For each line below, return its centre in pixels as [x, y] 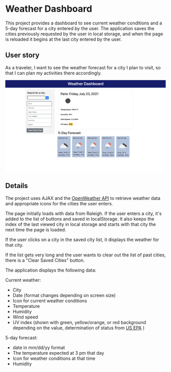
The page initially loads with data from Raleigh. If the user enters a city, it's [83, 213]
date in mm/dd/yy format [39, 348]
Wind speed [25, 317]
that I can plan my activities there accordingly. [53, 73]
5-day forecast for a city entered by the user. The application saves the [80, 28]
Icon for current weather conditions [50, 301]
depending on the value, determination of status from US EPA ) [79, 328]
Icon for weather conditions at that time [54, 358]
